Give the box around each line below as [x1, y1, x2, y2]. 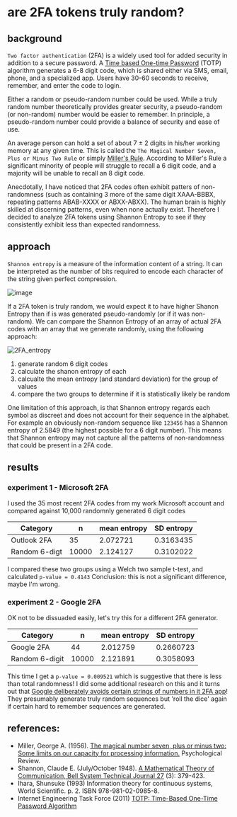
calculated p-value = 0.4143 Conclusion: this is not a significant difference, [7, 572, 227, 581]
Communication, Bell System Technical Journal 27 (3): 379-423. [17, 771, 205, 779]
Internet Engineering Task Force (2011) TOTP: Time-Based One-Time [17, 794, 218, 802]
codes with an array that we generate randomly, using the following [7, 324, 204, 333]
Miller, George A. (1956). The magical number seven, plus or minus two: [17, 741, 227, 750]
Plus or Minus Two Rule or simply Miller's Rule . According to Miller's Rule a [7, 154, 227, 162]
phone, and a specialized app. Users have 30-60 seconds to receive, [7, 74, 209, 82]
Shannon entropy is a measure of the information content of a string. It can [7, 259, 223, 268]
